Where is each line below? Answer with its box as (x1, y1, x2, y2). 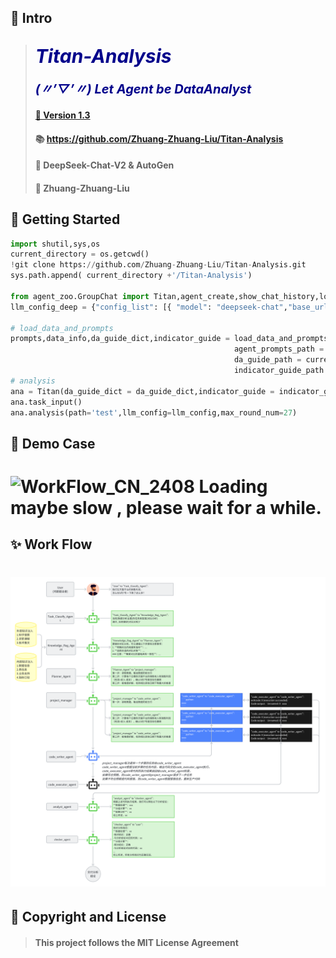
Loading (198, 476, 268, 498)
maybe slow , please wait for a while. (10, 497, 322, 520)
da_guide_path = (233, 355, 302, 365)
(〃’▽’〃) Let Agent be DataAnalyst (34, 81, 252, 98)
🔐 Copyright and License (10, 909, 167, 926)
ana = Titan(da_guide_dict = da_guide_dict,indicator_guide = (10, 386, 275, 396)
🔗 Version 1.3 (34, 109, 91, 121)
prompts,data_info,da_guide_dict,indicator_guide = (10, 334, 230, 344)
